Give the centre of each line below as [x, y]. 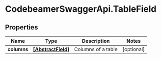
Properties [22, 27]
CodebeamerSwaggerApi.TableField [81, 9]
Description [96, 41]
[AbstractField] [51, 49]
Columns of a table [96, 49]
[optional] [134, 49]
